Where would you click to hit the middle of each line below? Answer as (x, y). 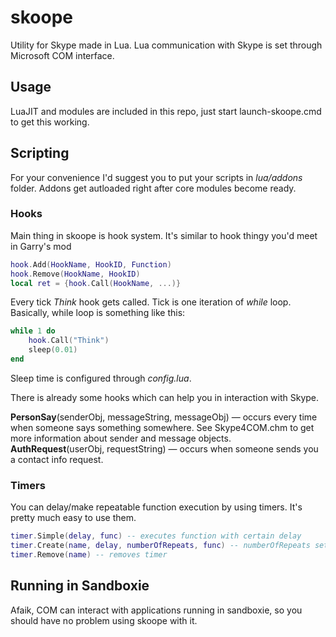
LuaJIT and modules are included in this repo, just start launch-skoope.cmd (166, 111)
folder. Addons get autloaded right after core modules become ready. (153, 188)
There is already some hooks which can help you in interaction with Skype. (165, 397)
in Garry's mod (41, 246)
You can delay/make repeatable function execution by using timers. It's (156, 507)
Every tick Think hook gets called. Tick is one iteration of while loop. (151, 302)
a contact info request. (57, 459)
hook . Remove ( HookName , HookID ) (75, 274)
